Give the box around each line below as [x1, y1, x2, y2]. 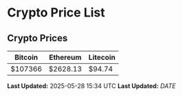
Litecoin [88, 53, 116, 62]
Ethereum [49, 53, 82, 62]
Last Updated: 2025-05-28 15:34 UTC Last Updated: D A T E [7, 82, 176, 90]
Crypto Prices [7, 32, 68, 44]
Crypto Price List [7, 5, 105, 21]
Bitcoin [14, 53, 39, 62]
